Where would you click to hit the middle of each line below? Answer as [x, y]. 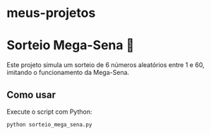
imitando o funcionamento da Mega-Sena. [68, 73]
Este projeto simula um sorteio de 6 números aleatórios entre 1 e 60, [106, 65]
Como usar [31, 94]
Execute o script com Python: [49, 112]
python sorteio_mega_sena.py [49, 124]
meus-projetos [51, 13]
